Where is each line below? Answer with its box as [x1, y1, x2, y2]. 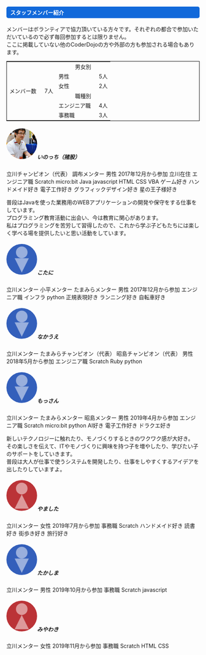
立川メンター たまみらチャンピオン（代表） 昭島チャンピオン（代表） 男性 [6, 350, 194, 357]
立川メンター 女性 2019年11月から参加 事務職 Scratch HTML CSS [6, 642, 169, 649]
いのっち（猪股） [37, 154, 80, 161]
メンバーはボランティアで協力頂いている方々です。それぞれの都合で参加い [6, 26, 194, 33]
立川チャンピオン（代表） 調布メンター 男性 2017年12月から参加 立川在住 [6, 170, 191, 178]
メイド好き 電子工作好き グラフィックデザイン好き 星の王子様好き [11, 186, 178, 193]
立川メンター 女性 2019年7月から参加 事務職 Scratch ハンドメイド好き [6, 522, 183, 529]
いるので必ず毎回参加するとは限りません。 [22, 33, 130, 41]
